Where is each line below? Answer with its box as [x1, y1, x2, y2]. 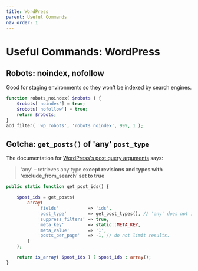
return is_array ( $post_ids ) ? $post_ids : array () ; [16, 255, 151, 260]
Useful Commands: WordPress [6, 45, 160, 58]
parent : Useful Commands [6, 14, 67, 20]
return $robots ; [16, 112, 57, 118]
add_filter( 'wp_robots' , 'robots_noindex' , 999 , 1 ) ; [6, 123, 144, 128]
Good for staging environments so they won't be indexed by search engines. [6, 84, 192, 91]
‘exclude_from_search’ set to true [20, 172, 105, 180]
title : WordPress [6, 8, 49, 15]
